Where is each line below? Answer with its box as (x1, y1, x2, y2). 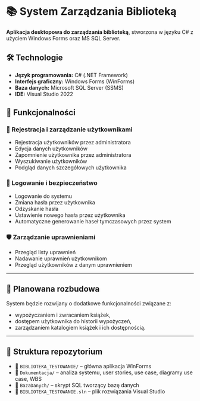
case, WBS (14, 375, 42, 382)
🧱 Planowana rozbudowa (6, 284, 100, 294)
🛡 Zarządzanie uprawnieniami (6, 233, 96, 241)
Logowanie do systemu (14, 192, 73, 200)
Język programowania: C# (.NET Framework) (14, 71, 128, 78)
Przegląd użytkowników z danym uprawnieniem (14, 261, 132, 269)
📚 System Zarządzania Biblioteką (6, 5, 177, 18)
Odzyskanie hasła (14, 205, 59, 212)
